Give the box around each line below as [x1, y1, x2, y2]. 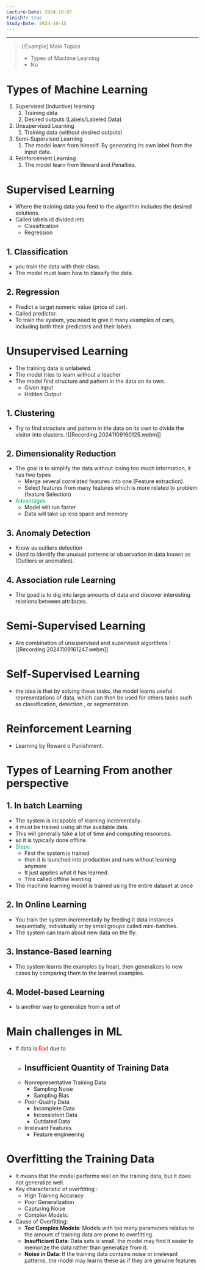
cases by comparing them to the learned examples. [15, 969, 145, 976]
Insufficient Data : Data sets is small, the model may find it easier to [24, 1238, 194, 1244]
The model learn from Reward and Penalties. [24, 161, 137, 169]
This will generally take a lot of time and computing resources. [15, 830, 172, 837]
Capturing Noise [24, 1205, 66, 1212]
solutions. [15, 209, 40, 217]
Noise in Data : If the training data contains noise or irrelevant [24, 1250, 178, 1257]
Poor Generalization [24, 1198, 74, 1205]
